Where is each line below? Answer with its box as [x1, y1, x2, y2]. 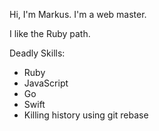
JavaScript [23, 77, 69, 89]
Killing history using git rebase [23, 109, 149, 121]
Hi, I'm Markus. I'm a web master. [9, 9, 147, 20]
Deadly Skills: [9, 47, 66, 59]
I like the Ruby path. [9, 28, 91, 39]
